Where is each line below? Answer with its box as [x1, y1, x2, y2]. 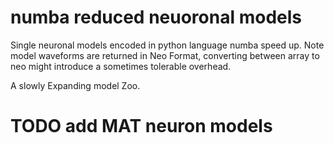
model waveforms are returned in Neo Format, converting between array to [10, 49, 320, 61]
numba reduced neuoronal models [10, 6, 302, 29]
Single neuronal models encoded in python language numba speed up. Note [10, 39, 325, 51]
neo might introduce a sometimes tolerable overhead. [10, 60, 232, 72]
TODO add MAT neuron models [10, 115, 273, 138]
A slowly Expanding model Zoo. [10, 79, 141, 91]
